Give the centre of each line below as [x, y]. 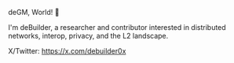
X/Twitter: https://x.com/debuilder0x [67, 51]
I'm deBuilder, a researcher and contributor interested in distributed [117, 27]
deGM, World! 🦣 [34, 12]
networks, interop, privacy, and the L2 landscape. [88, 36]
